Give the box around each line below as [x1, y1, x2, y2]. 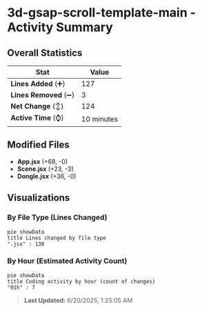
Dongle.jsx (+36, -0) [17, 172, 77, 180]
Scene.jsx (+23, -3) [17, 164, 74, 173]
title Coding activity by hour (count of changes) [7, 278, 156, 285]
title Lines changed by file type [7, 234, 107, 241]
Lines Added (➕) [10, 79, 65, 88]
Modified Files [7, 139, 70, 151]
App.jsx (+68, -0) [17, 157, 68, 165]
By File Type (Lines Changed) [7, 212, 108, 222]
